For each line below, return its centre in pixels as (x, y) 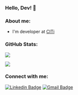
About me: (18, 21)
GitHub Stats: (22, 45)
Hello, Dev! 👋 (21, 8)
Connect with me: (27, 76)
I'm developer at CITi (33, 32)
